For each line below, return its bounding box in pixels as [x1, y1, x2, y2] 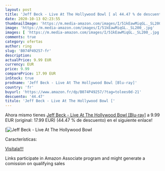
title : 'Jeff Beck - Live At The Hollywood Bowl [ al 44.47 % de [5, 12, 141, 17]
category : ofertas [5, 39, 43, 44]
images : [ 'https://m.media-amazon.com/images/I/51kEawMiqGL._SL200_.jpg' [5, 30, 162, 35]
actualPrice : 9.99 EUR [5, 57, 52, 62]
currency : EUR [5, 62, 34, 67]
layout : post [5, 7, 32, 12]
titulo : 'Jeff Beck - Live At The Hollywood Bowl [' [5, 99, 115, 104]
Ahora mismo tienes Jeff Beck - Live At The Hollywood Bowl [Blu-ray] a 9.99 [5, 112, 160, 118]
